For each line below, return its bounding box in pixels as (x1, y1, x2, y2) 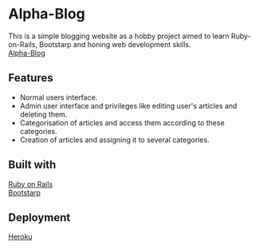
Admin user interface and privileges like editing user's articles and (19, 101, 237, 110)
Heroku (8, 232, 33, 242)
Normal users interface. (19, 93, 98, 102)
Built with (8, 158, 57, 172)
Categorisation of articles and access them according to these (19, 117, 225, 128)
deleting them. (19, 109, 68, 119)
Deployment (8, 211, 71, 224)
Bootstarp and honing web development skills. (39, 39, 191, 49)
